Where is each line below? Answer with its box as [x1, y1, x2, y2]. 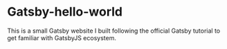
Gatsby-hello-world [7, 4, 123, 20]
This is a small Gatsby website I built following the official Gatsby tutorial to [7, 27, 220, 35]
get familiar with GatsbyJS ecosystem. [7, 33, 116, 42]
